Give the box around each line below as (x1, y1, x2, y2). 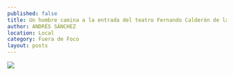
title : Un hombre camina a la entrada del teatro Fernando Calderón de (7, 17, 219, 23)
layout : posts (7, 42, 49, 49)
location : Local (7, 29, 54, 37)
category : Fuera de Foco (7, 36, 79, 43)
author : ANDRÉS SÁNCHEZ (7, 23, 77, 30)
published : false (7, 10, 58, 17)
